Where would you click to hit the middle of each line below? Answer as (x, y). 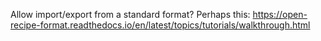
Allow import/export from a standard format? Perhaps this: (130, 14)
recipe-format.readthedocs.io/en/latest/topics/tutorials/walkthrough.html (160, 25)
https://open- (280, 14)
